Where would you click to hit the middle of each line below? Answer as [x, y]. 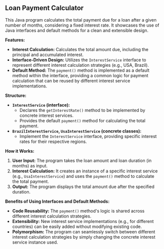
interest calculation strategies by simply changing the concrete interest [84, 237]
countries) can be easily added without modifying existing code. [77, 226]
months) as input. [30, 166]
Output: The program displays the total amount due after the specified [83, 187]
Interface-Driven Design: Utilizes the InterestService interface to [79, 60]
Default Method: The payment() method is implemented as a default [81, 70]
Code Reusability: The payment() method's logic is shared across [78, 211]
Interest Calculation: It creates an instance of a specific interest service [85, 171]
